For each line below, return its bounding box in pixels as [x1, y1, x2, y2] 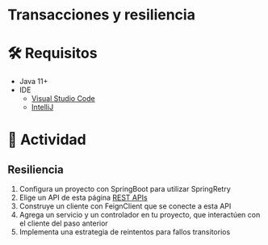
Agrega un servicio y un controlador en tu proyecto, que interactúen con [19, 210, 261, 220]
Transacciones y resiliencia [7, 6, 195, 24]
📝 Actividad [7, 131, 86, 149]
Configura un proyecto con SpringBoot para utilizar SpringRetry [19, 184, 231, 194]
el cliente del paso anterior [19, 218, 108, 228]
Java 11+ [19, 77, 48, 87]
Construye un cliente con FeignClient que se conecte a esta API [19, 201, 232, 211]
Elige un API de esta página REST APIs [19, 192, 148, 203]
